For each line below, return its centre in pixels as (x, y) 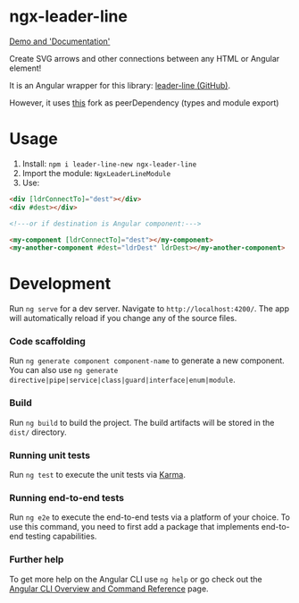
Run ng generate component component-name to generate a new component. (147, 361)
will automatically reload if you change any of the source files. (123, 318)
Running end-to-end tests (67, 498)
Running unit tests (50, 455)
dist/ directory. (38, 432)
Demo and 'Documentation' (60, 41)
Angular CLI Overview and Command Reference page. (109, 589)
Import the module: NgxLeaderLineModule (96, 173)
